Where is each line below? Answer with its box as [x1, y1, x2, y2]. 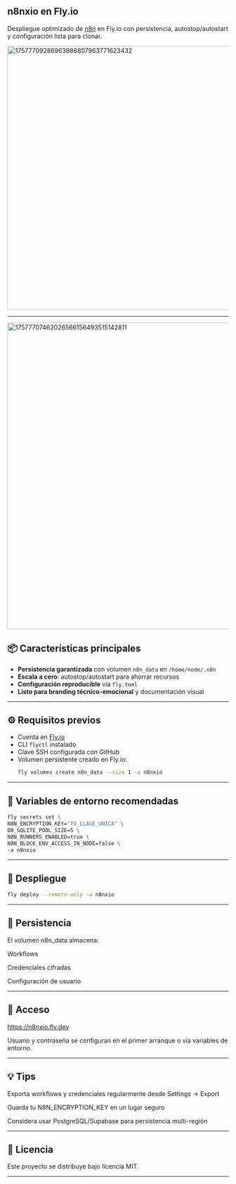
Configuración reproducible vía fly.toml [17, 679, 138, 688]
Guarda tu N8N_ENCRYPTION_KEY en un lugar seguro [7, 1103, 165, 1111]
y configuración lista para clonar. [7, 32, 103, 40]
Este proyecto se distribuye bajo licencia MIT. [7, 1162, 139, 1171]
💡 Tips [7, 1071, 37, 1083]
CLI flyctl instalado [17, 741, 77, 749]
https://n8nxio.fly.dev [7, 1022, 70, 1031]
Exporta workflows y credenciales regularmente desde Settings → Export [7, 1089, 220, 1097]
